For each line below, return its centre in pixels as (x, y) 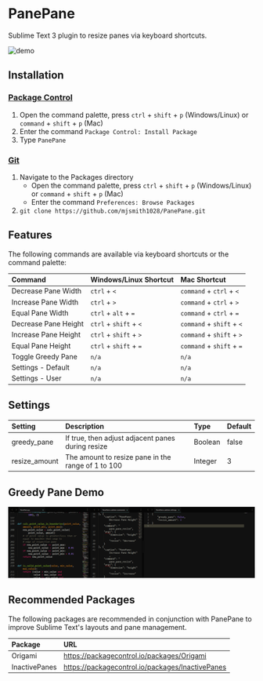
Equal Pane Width (40, 313)
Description (85, 426)
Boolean (207, 442)
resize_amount (35, 461)
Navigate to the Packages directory (76, 177)
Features (30, 235)
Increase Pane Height (46, 335)
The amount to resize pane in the (118, 457)
